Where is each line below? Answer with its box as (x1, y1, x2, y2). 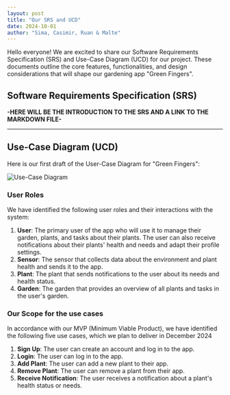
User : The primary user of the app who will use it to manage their (16, 226, 202, 235)
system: (7, 213, 29, 222)
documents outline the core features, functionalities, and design (7, 62, 188, 71)
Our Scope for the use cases (7, 309, 104, 319)
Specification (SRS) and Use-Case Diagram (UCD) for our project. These (7, 56, 212, 64)
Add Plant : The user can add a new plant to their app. (16, 359, 169, 368)
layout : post (7, 10, 44, 17)
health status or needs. (16, 381, 82, 390)
